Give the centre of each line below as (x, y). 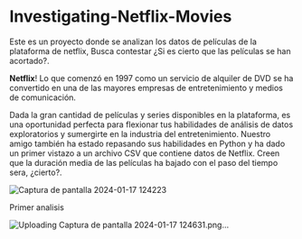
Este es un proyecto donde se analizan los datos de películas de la (133, 41)
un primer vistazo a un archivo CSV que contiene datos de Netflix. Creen (145, 153)
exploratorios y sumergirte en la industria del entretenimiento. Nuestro (140, 133)
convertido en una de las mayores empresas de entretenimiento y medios (146, 87)
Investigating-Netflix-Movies (121, 17)
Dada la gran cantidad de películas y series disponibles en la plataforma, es (150, 115)
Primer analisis (37, 207)
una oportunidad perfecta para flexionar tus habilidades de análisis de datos (151, 124)
